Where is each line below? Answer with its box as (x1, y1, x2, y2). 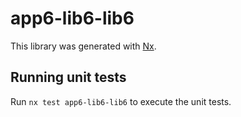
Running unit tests (10, 69, 127, 86)
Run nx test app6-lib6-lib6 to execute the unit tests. (10, 95, 232, 107)
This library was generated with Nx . (10, 40, 157, 52)
